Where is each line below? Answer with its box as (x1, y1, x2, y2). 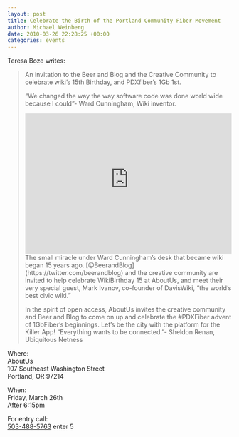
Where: (7, 349, 29, 358)
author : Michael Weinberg (7, 24, 84, 31)
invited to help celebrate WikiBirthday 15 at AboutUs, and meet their (24, 276, 223, 285)
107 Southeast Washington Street (7, 364, 105, 373)
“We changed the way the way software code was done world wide (24, 92, 223, 101)
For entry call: (7, 415, 48, 423)
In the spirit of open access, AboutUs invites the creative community (24, 305, 226, 314)
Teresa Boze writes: (7, 56, 65, 65)
